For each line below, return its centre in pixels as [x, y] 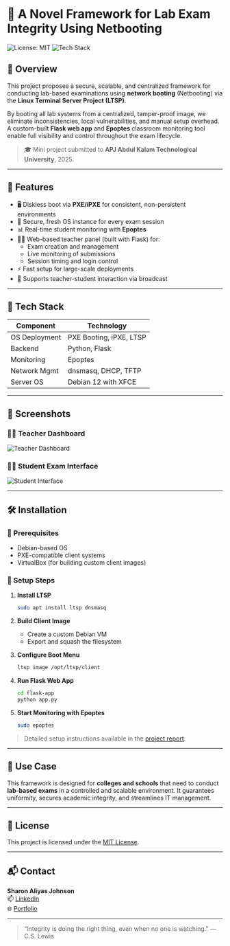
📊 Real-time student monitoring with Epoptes [82, 229]
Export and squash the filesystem [74, 642]
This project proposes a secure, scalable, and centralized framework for [109, 86]
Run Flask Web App [45, 681]
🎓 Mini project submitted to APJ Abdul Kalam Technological [111, 149]
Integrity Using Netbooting [85, 29]
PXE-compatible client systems [61, 555]
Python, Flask [89, 348]
